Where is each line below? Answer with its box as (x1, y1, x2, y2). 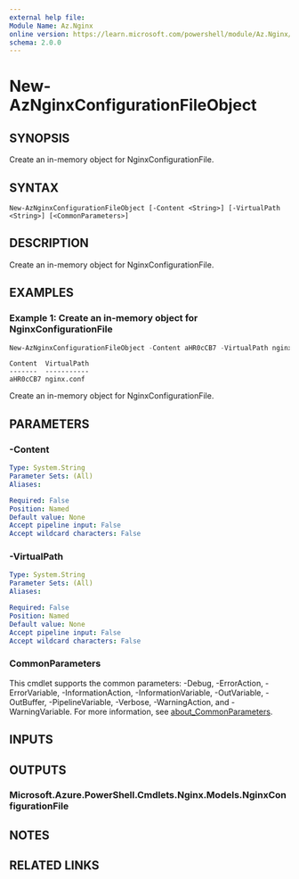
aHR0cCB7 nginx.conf (9, 375, 86, 384)
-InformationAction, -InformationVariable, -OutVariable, (61, 687, 264, 698)
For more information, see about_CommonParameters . (74, 706, 273, 717)
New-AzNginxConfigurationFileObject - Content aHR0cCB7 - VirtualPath (9, 343, 269, 352)
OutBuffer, (9, 696, 47, 707)
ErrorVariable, (9, 687, 61, 698)
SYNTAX (9, 180, 60, 195)
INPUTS (9, 732, 53, 747)
